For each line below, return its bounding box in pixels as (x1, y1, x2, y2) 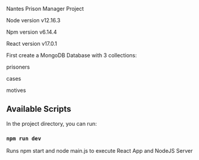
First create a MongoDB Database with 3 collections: (6, 52, 137, 59)
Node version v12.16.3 (6, 17, 61, 23)
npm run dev (6, 135, 42, 142)
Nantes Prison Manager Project (6, 5, 84, 12)
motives (6, 87, 26, 94)
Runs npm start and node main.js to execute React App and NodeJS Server (6, 147, 193, 155)
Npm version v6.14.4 (6, 28, 57, 35)
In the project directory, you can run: (6, 120, 97, 127)
